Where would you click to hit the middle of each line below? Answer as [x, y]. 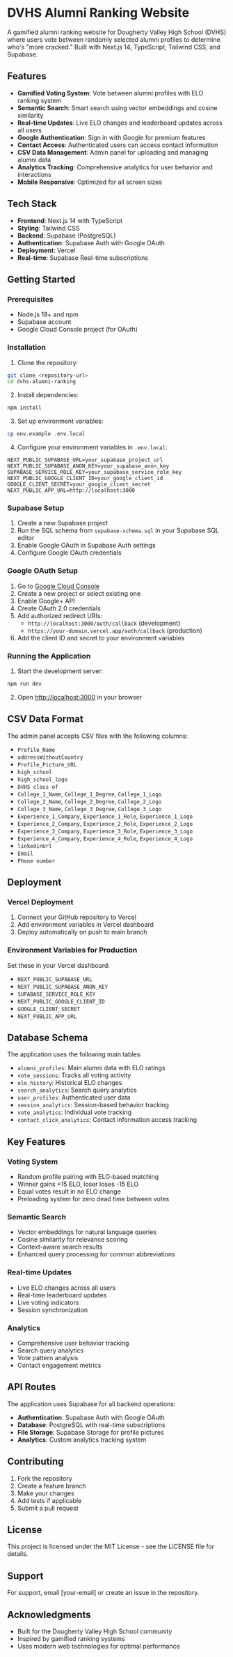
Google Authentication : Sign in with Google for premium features [111, 137]
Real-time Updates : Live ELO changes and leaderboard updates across [120, 123]
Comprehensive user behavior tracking [73, 1343]
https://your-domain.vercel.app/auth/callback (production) [115, 630]
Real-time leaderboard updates [62, 1295]
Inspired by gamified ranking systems [71, 1639]
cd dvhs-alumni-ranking [42, 382]
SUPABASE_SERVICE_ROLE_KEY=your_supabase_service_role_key [95, 472]
